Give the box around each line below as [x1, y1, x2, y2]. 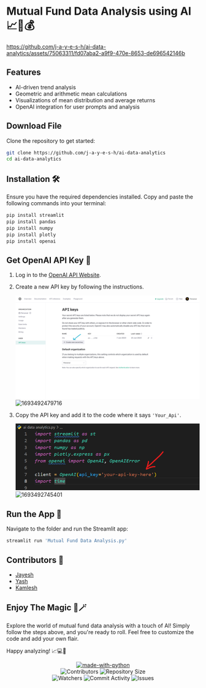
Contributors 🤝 [6, 554, 64, 565]
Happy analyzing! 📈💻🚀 [6, 647, 66, 654]
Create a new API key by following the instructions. [15, 283, 144, 290]
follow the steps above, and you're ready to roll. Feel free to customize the [6, 628, 194, 635]
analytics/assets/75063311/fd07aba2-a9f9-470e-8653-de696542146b [6, 49, 185, 56]
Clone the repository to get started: [6, 137, 96, 145]
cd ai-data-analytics [6, 156, 62, 162]
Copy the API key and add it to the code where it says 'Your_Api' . [15, 412, 181, 419]
